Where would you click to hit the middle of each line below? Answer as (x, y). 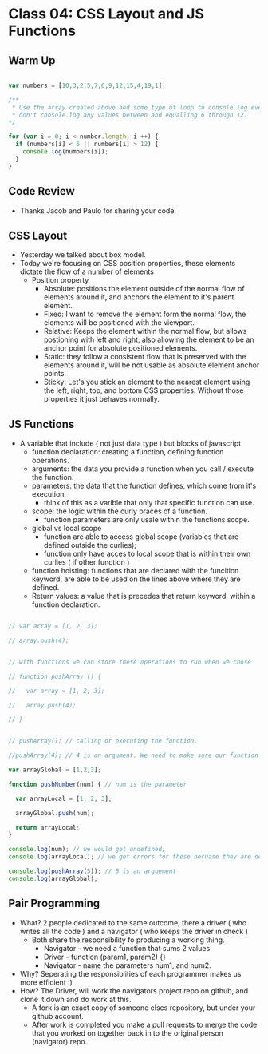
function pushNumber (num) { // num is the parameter (98, 784)
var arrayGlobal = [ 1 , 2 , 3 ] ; (55, 770)
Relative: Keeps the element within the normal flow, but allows (145, 331)
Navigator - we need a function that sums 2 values (127, 948)
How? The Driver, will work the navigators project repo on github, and (134, 990)
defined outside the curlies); (90, 545)
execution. (49, 494)
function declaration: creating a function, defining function (128, 452)
